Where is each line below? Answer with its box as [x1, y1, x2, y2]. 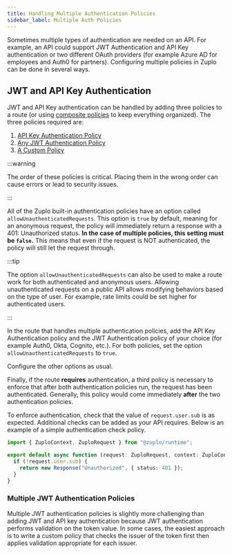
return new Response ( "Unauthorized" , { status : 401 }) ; [19, 464, 184, 471]
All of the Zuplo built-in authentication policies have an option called [7, 207, 201, 215]
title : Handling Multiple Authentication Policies [7, 10, 156, 17]
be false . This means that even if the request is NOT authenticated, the [7, 237, 211, 245]
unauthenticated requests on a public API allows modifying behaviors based [7, 285, 224, 294]
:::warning [7, 160, 36, 168]
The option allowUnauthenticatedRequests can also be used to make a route [7, 270, 223, 279]
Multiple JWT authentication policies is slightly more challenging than [7, 509, 205, 517]
